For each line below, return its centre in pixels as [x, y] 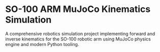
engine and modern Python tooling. [42, 44]
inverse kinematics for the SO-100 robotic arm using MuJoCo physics [78, 39]
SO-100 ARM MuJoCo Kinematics [78, 9]
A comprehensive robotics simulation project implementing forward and [80, 33]
